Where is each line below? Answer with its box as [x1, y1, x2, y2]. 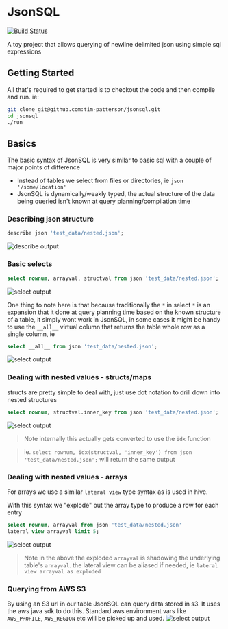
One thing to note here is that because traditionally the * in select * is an [7, 300, 211, 309]
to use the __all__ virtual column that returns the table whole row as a [7, 322, 205, 331]
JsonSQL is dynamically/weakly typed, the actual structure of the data [16, 190, 216, 198]
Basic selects [7, 259, 53, 269]
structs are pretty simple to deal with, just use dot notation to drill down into [7, 388, 220, 396]
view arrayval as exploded [23, 568, 101, 575]
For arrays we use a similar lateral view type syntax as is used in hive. [7, 488, 208, 496]
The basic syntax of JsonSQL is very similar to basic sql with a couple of [7, 156, 212, 165]
